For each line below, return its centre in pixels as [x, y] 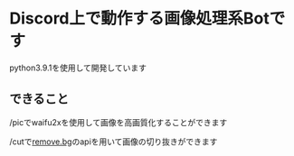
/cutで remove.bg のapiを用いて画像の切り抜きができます [114, 142]
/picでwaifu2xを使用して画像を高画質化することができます [119, 122]
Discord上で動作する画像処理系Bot [139, 18]
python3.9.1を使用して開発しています [78, 68]
